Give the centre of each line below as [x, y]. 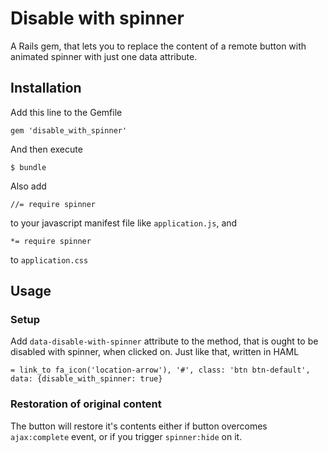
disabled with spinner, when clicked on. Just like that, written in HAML [155, 352]
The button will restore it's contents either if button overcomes [139, 426]
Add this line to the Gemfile [66, 112]
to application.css [49, 259]
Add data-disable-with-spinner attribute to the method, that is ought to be [164, 341]
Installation [46, 88]
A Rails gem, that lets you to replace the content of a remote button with [158, 46]
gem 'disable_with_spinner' [69, 130]
